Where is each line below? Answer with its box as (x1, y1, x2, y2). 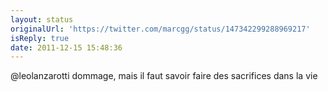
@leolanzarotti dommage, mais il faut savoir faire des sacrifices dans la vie (10, 70, 318, 82)
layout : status (10, 14, 74, 25)
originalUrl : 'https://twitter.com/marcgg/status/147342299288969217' (10, 24, 311, 34)
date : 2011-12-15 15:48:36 (10, 42, 123, 53)
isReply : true (10, 33, 70, 43)
